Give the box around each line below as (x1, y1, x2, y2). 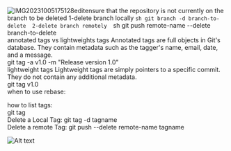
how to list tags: (7, 101, 53, 109)
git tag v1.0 (7, 80, 39, 88)
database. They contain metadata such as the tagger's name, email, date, (7, 44, 218, 51)
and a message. (7, 51, 54, 59)
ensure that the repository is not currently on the (84, 7, 224, 15)
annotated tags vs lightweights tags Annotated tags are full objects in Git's (7, 36, 221, 44)
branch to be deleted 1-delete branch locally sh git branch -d (7, 14, 186, 22)
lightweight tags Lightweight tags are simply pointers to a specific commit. (7, 66, 221, 73)
